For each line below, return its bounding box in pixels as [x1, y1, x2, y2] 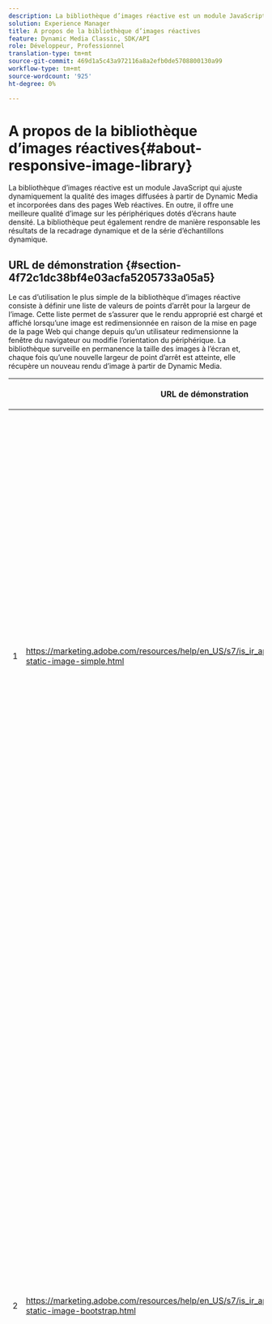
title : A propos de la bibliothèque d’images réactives [8, 27, 201, 35]
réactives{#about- [75, 139, 202, 157]
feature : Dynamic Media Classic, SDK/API [8, 34, 151, 43]
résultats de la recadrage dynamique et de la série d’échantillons [8, 226, 224, 236]
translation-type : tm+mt [8, 49, 92, 58]
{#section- [125, 258, 182, 272]
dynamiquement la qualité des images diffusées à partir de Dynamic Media [8, 191, 258, 201]
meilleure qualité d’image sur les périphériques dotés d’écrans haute [8, 208, 237, 219]
